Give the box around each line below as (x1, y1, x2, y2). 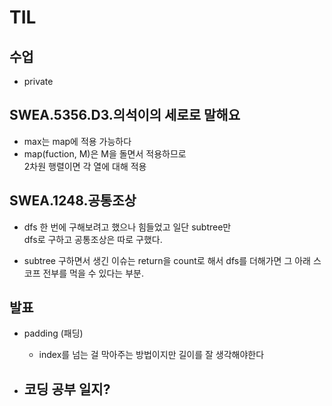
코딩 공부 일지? (23, 381, 111, 398)
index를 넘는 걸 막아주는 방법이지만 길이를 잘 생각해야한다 (38, 349, 265, 361)
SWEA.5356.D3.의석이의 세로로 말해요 (9, 107, 241, 124)
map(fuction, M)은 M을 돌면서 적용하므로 (23, 147, 187, 160)
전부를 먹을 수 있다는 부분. (42, 267, 144, 279)
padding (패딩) (23, 327, 84, 340)
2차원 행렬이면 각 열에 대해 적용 (23, 160, 147, 172)
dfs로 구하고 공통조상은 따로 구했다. (23, 233, 163, 245)
